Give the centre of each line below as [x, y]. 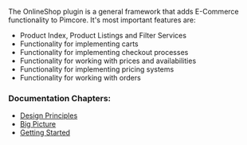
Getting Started [45, 133]
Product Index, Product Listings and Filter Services [103, 35]
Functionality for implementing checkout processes [104, 52]
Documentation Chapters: [60, 98]
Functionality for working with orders [80, 78]
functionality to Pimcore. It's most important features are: [102, 20]
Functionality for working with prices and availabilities [108, 61]
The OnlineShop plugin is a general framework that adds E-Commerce [123, 12]
